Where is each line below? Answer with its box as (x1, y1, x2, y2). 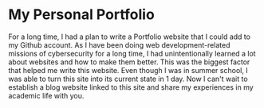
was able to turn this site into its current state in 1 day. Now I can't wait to (8, 74, 249, 83)
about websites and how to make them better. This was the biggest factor (8, 57, 250, 67)
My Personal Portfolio (8, 6, 156, 24)
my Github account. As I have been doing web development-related (8, 40, 231, 49)
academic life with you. (8, 91, 85, 100)
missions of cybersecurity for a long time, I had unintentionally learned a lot (8, 48, 257, 58)
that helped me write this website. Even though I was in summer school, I (8, 65, 249, 75)
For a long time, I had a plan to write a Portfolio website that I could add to (8, 32, 251, 41)
